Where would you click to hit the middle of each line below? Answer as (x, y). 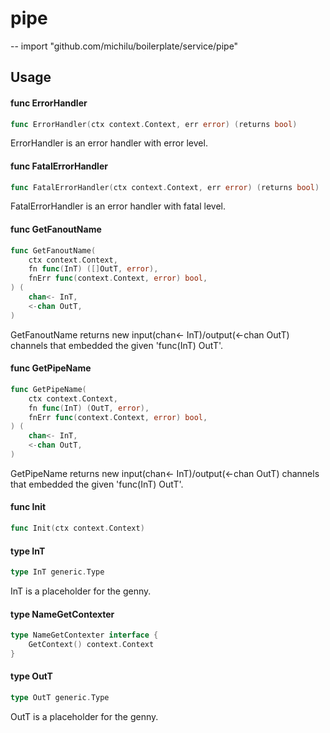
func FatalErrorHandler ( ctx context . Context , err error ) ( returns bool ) (165, 187)
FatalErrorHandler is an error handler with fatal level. (118, 206)
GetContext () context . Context (91, 645)
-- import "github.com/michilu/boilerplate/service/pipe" (124, 46)
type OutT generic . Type (60, 698)
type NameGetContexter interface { (84, 635)
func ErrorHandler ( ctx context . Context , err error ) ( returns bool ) (154, 124)
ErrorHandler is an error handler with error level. (109, 143)
